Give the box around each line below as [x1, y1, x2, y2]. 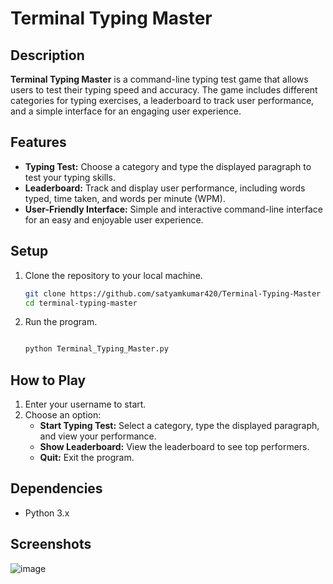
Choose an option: [24, 409, 102, 421]
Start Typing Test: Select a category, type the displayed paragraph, [39, 420, 320, 432]
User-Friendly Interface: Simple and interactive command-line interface [24, 203, 323, 215]
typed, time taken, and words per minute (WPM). [24, 192, 226, 204]
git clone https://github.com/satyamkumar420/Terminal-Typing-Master [24, 288, 322, 299]
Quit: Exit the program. [39, 452, 135, 464]
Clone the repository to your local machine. [24, 269, 203, 281]
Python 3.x [24, 507, 70, 519]
